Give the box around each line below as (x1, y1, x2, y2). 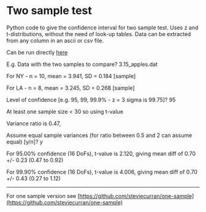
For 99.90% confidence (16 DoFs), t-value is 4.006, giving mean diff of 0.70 (6, 168, 198, 175)
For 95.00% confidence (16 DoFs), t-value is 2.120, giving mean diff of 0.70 (6, 150, 196, 157)
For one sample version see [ (6, 192, 80, 199)
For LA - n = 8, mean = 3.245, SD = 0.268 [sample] (6, 84, 135, 92)
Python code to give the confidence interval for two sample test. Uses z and (6, 24, 199, 31)
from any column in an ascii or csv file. (6, 37, 104, 44)
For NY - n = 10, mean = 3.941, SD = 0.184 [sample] (6, 72, 136, 79)
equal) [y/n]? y (6, 138, 43, 145)
